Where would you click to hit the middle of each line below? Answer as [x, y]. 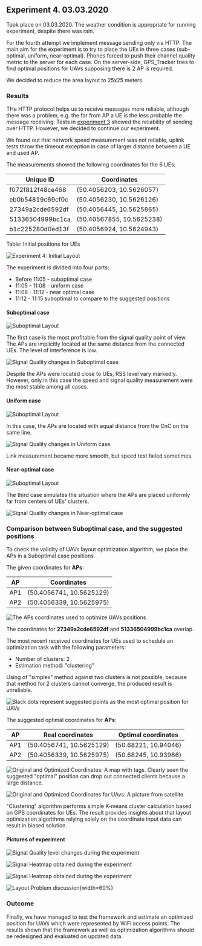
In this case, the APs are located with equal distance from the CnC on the [97, 425]
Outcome [20, 904]
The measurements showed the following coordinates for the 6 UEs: [91, 165]
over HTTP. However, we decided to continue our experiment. [83, 128]
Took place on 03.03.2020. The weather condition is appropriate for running [101, 24]
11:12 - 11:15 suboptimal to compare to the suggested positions [92, 298]
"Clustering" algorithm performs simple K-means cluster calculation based [99, 806]
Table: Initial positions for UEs [43, 244]
